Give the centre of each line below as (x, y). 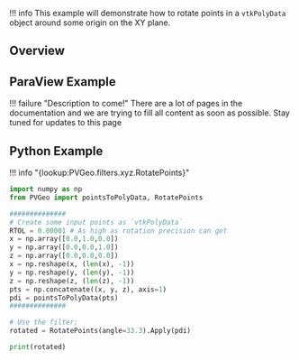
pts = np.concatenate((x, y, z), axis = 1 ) (88, 289)
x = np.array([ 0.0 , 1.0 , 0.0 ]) (64, 239)
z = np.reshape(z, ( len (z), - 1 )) (72, 281)
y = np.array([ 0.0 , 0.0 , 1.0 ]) (64, 247)
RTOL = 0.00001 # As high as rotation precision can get (118, 231)
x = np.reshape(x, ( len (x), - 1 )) (72, 264)
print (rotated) (38, 347)
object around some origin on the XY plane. (90, 23)
